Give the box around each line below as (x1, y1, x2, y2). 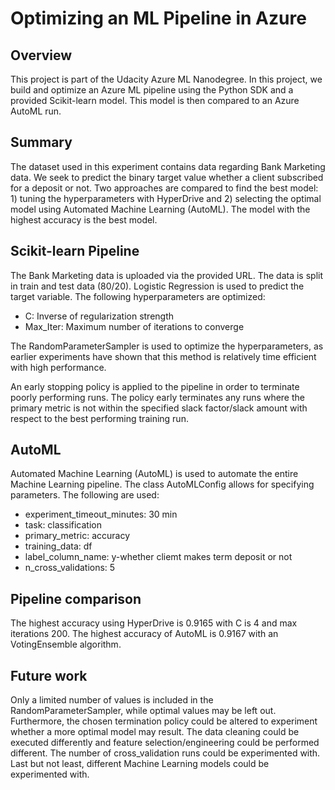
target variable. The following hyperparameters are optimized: (10, 290, 266, 302)
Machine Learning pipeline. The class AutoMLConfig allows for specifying (10, 478, 315, 491)
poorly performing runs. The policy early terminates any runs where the (10, 391, 305, 403)
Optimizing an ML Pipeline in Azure (10, 7, 307, 30)
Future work (10, 667, 88, 684)
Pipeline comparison (10, 590, 142, 607)
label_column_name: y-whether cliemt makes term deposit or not (24, 551, 293, 563)
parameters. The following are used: (10, 489, 160, 501)
